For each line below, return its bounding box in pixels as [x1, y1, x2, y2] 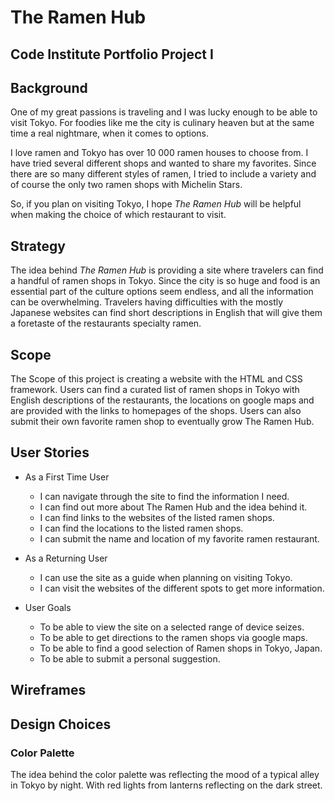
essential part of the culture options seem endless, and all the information [10, 286, 314, 298]
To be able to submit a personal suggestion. [39, 652, 221, 665]
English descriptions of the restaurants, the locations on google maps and [10, 394, 315, 406]
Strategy [10, 237, 66, 255]
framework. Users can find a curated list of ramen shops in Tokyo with [10, 384, 300, 396]
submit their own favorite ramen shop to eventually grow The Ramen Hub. [10, 416, 315, 428]
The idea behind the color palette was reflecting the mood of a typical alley [10, 768, 320, 780]
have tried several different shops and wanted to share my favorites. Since [10, 157, 317, 170]
